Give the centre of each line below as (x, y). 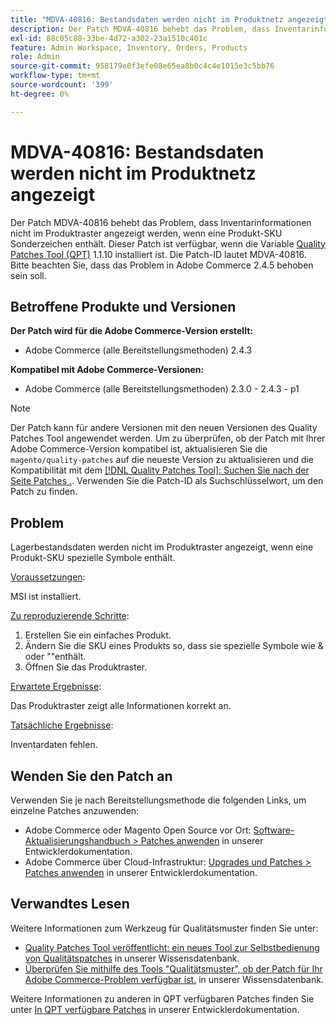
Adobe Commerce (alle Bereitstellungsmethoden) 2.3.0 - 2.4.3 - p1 (162, 389)
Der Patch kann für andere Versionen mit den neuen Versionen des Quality (164, 428)
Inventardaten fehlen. (54, 745)
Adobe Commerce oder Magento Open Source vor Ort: (138, 830)
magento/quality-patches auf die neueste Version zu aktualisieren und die (162, 460)
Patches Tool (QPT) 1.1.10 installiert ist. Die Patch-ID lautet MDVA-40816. (158, 254)
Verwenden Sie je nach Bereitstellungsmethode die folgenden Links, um (158, 800)
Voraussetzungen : (48, 577)
